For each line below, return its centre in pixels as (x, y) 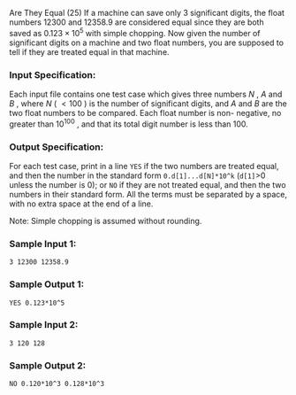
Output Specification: (57, 147)
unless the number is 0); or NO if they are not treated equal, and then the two (148, 184)
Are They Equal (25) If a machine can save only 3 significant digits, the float (147, 13)
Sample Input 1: (43, 244)
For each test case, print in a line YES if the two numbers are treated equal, (144, 166)
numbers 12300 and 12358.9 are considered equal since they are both (137, 22)
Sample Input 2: (44, 325)
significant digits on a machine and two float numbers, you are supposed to (147, 43)
